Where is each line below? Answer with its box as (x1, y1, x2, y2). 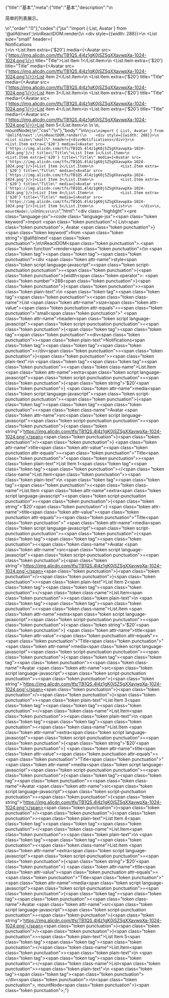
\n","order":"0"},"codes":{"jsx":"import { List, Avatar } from (5, 25, 127, 31)
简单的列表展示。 (5, 15, 41, 21)
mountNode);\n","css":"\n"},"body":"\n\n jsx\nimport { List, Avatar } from (5, 127, 164, 133)
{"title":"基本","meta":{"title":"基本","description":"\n (5, 5, 113, 10)
